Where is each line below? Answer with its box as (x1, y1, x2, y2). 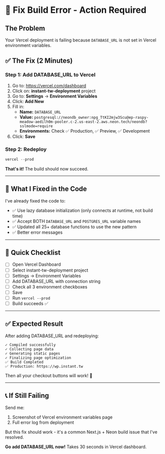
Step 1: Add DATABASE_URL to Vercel (5, 71, 96, 78)
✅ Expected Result (5, 320, 63, 328)
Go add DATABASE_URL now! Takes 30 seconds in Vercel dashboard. (5, 444, 147, 450)
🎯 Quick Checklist (5, 248, 60, 257)
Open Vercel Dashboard (12, 261, 61, 268)
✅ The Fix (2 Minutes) (5, 57, 73, 65)
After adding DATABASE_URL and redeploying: (5, 333, 99, 339)
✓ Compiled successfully (5, 342, 56, 347)
